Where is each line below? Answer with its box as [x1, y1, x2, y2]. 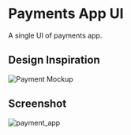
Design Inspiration [8, 53, 100, 67]
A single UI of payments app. [8, 31, 103, 40]
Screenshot [8, 97, 67, 111]
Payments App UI [8, 5, 124, 23]
